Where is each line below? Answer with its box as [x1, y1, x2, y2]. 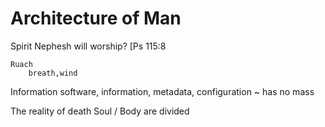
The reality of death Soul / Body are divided [10, 105, 190, 117]
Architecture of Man [10, 7, 182, 30]
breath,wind [28, 68, 78, 78]
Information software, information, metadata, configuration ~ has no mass [10, 85, 315, 97]
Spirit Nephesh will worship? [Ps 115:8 [10, 40, 167, 52]
